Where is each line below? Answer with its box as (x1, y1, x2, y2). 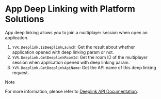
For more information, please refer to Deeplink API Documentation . (5, 88, 138, 94)
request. (12, 70, 29, 75)
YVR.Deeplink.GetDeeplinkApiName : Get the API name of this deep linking (12, 64, 157, 71)
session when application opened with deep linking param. (12, 59, 130, 65)
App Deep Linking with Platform (5, 3, 136, 14)
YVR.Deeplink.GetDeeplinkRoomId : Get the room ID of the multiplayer (12, 54, 148, 60)
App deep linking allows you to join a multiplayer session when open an (5, 29, 148, 35)
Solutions (5, 14, 45, 25)
